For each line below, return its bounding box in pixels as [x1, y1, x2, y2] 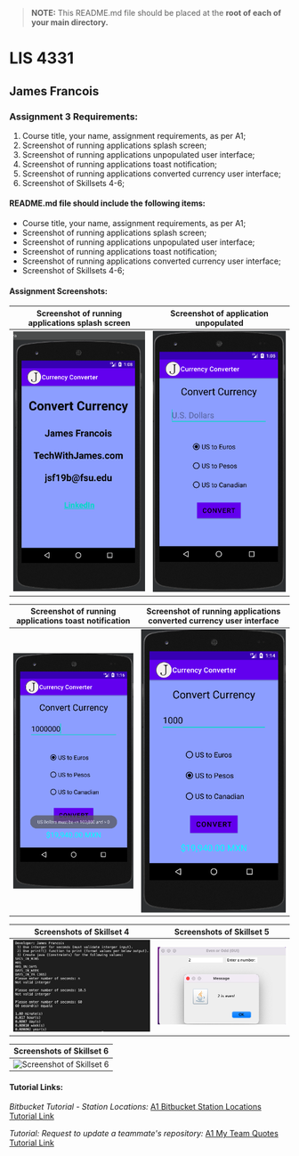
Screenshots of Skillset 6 [12, 1046, 109, 1056]
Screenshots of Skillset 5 [174, 926, 270, 937]
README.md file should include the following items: [9, 198, 206, 208]
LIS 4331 [9, 48, 74, 69]
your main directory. [30, 17, 109, 28]
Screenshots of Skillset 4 [34, 926, 130, 937]
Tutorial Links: [9, 1081, 64, 1092]
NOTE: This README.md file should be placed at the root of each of [30, 8, 282, 18]
